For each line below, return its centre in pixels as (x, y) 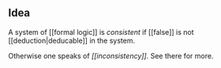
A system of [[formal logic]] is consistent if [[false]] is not (101, 32)
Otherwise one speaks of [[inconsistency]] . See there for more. (111, 55)
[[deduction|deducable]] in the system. (72, 40)
